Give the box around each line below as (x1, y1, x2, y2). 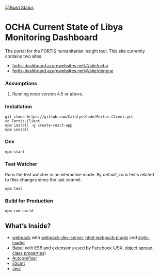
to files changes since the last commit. (5, 177, 82, 183)
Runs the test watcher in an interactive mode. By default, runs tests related (5, 172, 154, 178)
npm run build (5, 208, 34, 214)
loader (12, 240, 25, 246)
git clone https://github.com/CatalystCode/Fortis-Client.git (5, 114, 133, 119)
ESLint (12, 260, 25, 266)
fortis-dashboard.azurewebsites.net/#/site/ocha (12, 62, 108, 68)
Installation (5, 103, 32, 110)
